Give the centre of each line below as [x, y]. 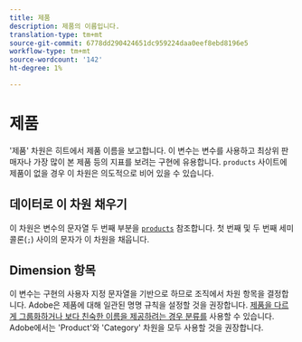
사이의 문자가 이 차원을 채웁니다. [93, 239]
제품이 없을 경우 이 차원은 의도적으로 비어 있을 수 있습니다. [112, 173]
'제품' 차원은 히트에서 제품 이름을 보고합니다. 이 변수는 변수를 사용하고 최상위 [144, 150]
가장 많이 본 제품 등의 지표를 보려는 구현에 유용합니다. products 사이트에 [160, 161]
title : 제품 [30, 18]
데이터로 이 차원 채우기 [69, 204]
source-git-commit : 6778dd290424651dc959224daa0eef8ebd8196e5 [129, 43]
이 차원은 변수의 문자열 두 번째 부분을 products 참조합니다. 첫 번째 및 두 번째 [143, 228]
